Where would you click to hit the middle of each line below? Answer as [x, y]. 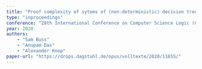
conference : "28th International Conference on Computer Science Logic [98, 23]
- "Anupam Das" [36, 46]
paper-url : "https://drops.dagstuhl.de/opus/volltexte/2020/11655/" [94, 56]
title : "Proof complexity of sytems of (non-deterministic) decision [95, 12]
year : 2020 [20, 28]
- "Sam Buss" [33, 40]
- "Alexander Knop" [41, 51]
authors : [17, 34]
